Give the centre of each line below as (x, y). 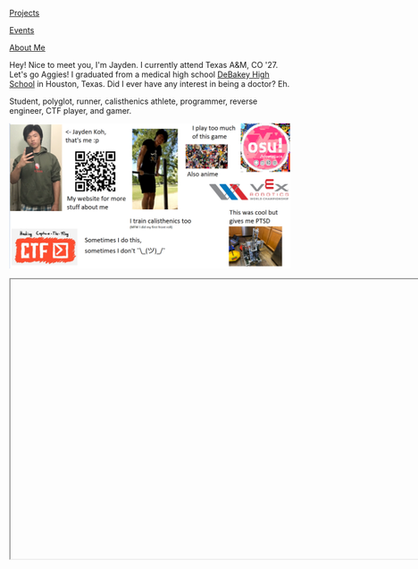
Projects (25, 13)
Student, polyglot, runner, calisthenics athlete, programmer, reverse (134, 101)
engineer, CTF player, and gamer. (71, 110)
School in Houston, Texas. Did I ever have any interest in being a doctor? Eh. (150, 84)
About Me (28, 47)
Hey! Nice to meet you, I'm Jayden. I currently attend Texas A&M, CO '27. (144, 65)
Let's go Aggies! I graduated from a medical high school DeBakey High (139, 74)
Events (22, 30)
